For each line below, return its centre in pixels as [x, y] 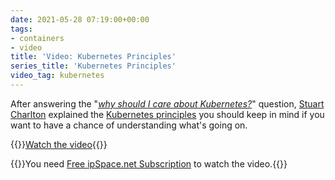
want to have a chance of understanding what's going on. [129, 125]
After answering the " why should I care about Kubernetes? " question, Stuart [167, 103]
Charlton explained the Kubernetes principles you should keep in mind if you [167, 114]
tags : [21, 29]
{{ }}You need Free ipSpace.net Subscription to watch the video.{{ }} [149, 163]
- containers [37, 38]
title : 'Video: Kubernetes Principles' [93, 57]
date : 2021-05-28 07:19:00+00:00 [80, 19]
